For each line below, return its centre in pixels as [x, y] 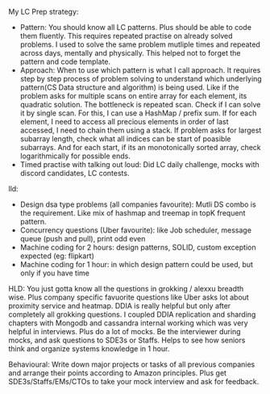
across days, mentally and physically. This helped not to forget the [130, 53]
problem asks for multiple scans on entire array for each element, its [133, 96]
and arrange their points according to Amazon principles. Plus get [118, 373]
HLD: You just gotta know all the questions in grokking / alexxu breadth [126, 289]
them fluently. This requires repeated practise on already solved [126, 36]
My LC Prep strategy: [44, 12]
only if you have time [55, 273]
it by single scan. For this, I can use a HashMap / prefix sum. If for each [138, 113]
